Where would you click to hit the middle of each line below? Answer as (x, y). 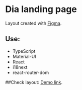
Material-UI (24, 56)
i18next (20, 67)
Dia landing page (41, 9)
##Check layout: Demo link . (34, 82)
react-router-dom (31, 72)
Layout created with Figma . (33, 23)
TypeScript (24, 51)
